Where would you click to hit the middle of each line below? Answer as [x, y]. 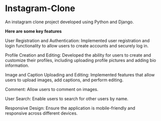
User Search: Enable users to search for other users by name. [67, 98]
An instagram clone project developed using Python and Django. [70, 22]
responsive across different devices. [41, 113]
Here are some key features [33, 31]
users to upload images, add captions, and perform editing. [64, 80]
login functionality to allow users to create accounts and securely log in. [77, 45]
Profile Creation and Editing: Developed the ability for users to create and [78, 55]
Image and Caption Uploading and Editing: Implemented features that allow [80, 75]
